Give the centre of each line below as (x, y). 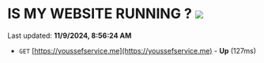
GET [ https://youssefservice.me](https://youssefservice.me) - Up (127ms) (138, 50)
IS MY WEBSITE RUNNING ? (100, 14)
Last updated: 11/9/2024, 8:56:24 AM (70, 35)
